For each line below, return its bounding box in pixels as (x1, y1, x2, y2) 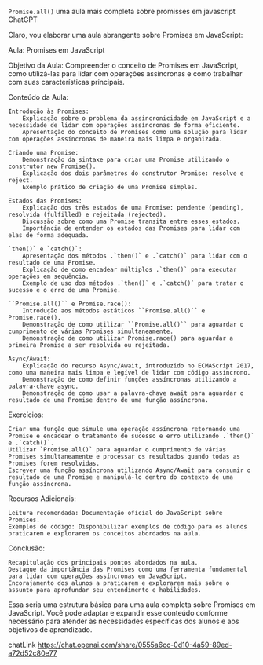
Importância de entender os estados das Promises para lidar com (22, 225, 241, 232)
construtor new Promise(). (8, 163, 97, 170)
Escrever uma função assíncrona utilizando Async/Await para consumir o (8, 466, 251, 474)
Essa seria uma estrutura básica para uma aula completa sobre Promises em (8, 600, 256, 609)
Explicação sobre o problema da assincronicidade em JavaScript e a (22, 115, 251, 122)
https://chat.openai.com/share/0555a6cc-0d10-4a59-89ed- (37, 640, 233, 649)
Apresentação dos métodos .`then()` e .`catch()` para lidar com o (22, 252, 247, 260)
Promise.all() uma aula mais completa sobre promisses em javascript (8, 7, 236, 16)
